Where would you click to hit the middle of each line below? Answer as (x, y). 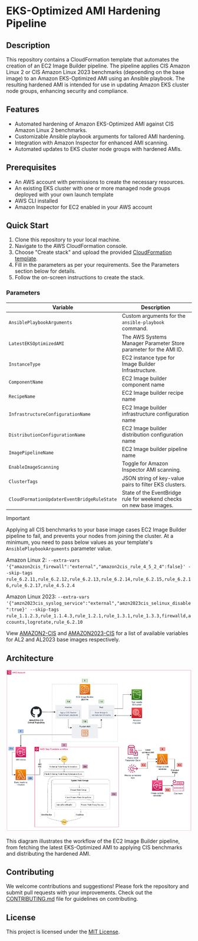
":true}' (17, 610)
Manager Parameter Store (153, 343)
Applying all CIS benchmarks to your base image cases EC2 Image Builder (96, 530)
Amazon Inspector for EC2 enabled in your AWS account (83, 207)
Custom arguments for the (154, 316)
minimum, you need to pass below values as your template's (80, 542)
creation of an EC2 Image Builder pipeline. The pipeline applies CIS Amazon (98, 66)
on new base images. (148, 505)
